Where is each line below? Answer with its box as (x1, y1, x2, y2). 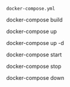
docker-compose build (6, 16, 63, 23)
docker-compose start (6, 51, 62, 58)
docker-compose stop (6, 63, 62, 70)
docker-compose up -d (6, 40, 65, 46)
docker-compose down (6, 74, 65, 81)
